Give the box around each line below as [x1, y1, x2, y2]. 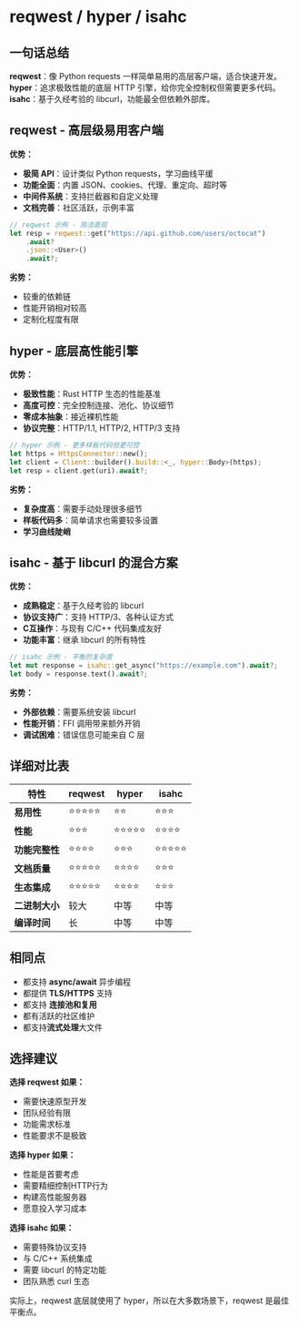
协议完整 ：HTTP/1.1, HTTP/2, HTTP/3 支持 [22, 423, 181, 433]
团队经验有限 [22, 1107, 71, 1118]
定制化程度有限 [22, 314, 79, 325]
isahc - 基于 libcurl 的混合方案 [9, 555, 179, 570]
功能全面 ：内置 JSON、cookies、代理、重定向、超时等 [22, 179, 228, 190]
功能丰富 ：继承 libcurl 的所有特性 [22, 635, 147, 646]
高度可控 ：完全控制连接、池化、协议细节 [22, 400, 174, 411]
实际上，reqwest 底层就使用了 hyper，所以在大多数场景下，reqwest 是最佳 [9, 1295, 289, 1306]
